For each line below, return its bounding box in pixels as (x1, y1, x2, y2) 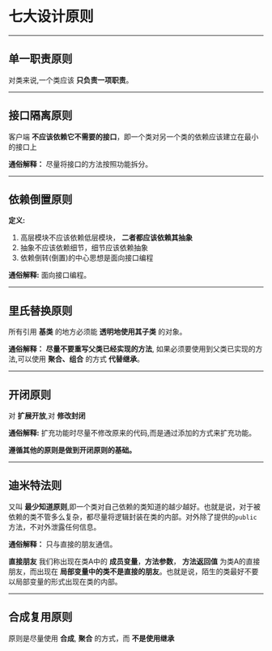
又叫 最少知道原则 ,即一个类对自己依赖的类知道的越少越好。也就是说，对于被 (8, 501, 261, 511)
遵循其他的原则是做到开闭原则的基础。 (8, 445, 136, 454)
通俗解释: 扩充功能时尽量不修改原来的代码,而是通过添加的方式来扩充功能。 (8, 428, 257, 437)
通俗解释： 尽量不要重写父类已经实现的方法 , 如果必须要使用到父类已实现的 (8, 344, 256, 354)
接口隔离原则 (8, 108, 73, 122)
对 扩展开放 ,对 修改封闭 (8, 411, 86, 420)
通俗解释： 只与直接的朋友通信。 (8, 539, 117, 549)
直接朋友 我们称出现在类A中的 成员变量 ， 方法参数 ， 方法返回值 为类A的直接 (8, 556, 261, 566)
